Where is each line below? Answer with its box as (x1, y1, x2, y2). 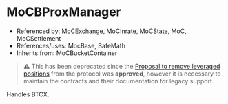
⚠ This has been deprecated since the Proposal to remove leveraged (23, 62, 220, 70)
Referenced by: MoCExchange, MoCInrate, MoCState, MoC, (16, 27, 187, 35)
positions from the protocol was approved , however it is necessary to (23, 70, 221, 78)
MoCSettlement (16, 34, 61, 42)
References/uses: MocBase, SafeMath (16, 41, 125, 50)
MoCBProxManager (6, 4, 122, 20)
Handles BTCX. (6, 90, 50, 98)
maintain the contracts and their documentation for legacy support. (23, 76, 214, 85)
